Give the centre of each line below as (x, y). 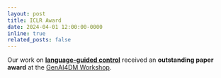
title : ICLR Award (34, 20)
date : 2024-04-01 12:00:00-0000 (55, 27)
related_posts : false (39, 40)
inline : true (27, 33)
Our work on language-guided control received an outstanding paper (110, 60)
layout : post (27, 14)
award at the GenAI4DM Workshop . (59, 67)
